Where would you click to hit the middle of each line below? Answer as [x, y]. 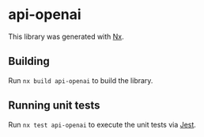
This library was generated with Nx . [66, 36]
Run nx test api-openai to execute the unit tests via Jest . [102, 124]
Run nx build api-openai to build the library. [81, 80]
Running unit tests [54, 106]
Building [29, 61]
